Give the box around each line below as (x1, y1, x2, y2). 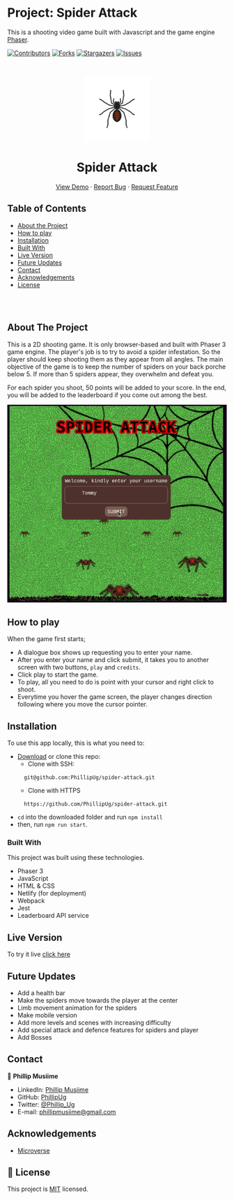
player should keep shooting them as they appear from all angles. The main (7, 355, 224, 363)
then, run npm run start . (17, 820, 88, 829)
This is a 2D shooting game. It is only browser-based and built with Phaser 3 (7, 340, 226, 348)
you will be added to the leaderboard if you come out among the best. (7, 390, 208, 399)
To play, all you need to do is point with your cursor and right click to (17, 678, 214, 686)
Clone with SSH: (27, 760, 75, 768)
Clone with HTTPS (27, 786, 81, 795)
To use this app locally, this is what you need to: (7, 739, 145, 747)
